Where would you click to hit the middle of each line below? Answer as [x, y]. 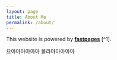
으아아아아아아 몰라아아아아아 [41, 51]
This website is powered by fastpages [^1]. [59, 39]
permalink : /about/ [30, 22]
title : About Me [26, 17]
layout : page [22, 11]
